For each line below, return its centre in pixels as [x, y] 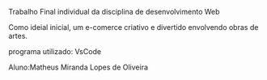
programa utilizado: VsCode [55, 51]
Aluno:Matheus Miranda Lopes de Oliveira [78, 67]
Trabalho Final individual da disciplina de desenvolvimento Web [114, 12]
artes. [18, 36]
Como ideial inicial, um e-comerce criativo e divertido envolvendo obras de [133, 27]
